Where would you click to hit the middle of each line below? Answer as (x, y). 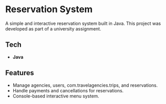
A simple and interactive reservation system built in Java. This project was (83, 23)
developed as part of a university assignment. (53, 28)
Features (20, 73)
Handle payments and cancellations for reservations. (68, 90)
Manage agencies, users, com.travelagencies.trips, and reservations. (85, 85)
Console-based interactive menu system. (56, 96)
